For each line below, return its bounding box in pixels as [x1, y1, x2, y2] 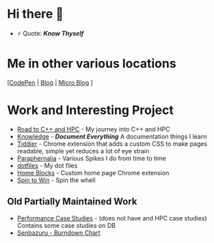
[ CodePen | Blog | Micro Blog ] [7, 78, 94, 86]
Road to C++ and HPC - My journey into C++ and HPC [16, 125, 170, 133]
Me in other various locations [7, 56, 176, 71]
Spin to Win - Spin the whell [16, 176, 96, 184]
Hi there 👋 [7, 6, 64, 22]
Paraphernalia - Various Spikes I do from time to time [16, 154, 166, 162]
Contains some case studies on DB [16, 221, 116, 229]
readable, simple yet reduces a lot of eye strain [16, 146, 150, 155]
